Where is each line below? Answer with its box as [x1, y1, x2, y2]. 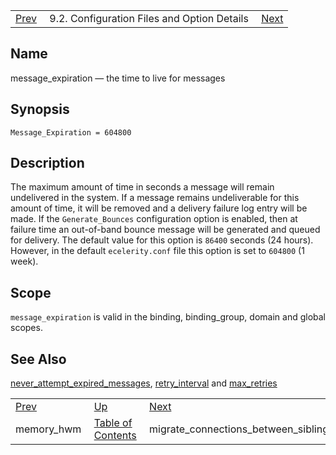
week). [10, 255, 39, 268]
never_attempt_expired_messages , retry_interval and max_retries [10, 377, 278, 389]
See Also [10, 350, 67, 368]
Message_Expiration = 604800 [10, 127, 132, 138]
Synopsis [10, 101, 70, 118]
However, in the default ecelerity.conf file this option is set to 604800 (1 [10, 245, 305, 257]
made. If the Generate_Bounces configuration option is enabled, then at [10, 213, 298, 225]
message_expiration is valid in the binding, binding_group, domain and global [10, 311, 326, 323]
